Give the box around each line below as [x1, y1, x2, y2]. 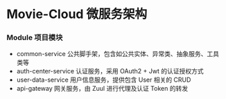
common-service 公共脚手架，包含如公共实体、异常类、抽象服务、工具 [16, 50, 220, 58]
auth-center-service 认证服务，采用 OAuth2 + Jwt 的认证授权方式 [16, 67, 204, 75]
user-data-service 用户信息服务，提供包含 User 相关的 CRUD [16, 75, 191, 84]
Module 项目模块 [6, 33, 63, 42]
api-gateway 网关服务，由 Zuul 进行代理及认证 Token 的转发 [16, 84, 189, 93]
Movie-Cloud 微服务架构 [6, 6, 148, 22]
